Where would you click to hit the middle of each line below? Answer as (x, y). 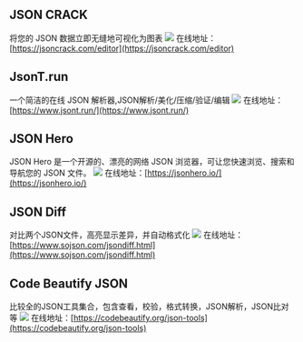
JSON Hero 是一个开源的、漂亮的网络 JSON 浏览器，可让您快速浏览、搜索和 (152, 162)
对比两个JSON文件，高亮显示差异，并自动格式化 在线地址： (127, 235)
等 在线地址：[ (42, 318)
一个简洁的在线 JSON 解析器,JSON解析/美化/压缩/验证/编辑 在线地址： (147, 100)
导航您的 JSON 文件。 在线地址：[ (78, 173)
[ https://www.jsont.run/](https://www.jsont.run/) (99, 110)
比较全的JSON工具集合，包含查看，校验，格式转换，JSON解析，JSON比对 (149, 307)
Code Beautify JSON (69, 283)
